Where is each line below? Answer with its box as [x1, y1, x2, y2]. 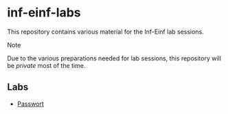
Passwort [16, 100, 45, 108]
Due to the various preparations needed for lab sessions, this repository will [7, 54, 222, 62]
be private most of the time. [7, 61, 86, 69]
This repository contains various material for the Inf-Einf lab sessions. [7, 27, 204, 36]
